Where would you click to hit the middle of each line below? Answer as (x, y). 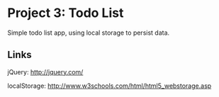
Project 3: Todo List (66, 13)
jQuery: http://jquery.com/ (45, 72)
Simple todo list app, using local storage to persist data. (89, 33)
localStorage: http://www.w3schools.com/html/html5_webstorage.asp (109, 86)
